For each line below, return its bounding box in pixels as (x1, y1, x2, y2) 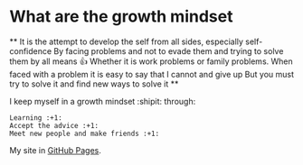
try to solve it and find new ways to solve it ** (9, 78, 179, 89)
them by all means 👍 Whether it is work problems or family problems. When (9, 56, 294, 67)
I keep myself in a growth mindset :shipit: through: (9, 96, 196, 106)
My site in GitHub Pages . (9, 144, 102, 155)
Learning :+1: (9, 113, 63, 123)
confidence (9, 45, 52, 56)
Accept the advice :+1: (9, 121, 99, 130)
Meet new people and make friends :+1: (9, 129, 160, 138)
